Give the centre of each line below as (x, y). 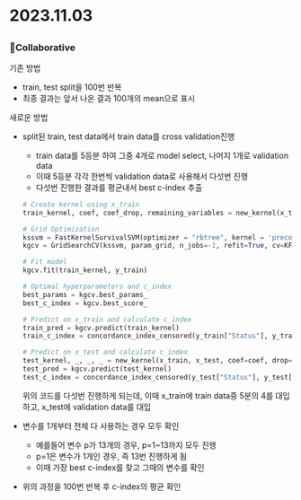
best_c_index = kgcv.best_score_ (85, 303)
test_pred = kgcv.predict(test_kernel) (97, 369)
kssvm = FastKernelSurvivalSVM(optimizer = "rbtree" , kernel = (143, 237)
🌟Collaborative (43, 48)
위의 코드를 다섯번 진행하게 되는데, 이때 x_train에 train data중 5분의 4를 (148, 395)
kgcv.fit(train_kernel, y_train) (85, 270)
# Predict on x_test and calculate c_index (105, 352)
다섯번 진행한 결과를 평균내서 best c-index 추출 (119, 187)
